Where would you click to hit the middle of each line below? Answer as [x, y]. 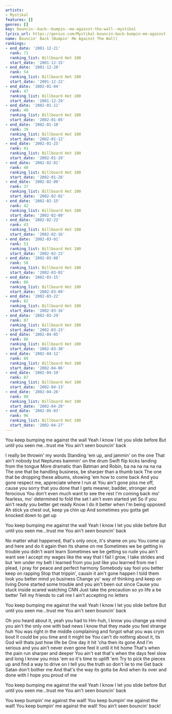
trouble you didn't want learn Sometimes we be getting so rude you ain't [81, 551]
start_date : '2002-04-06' [38, 368]
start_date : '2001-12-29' [38, 101]
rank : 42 [19, 206]
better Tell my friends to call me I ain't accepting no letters [67, 595]
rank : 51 [19, 244]
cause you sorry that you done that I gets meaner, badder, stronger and [81, 488]
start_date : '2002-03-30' [38, 349]
